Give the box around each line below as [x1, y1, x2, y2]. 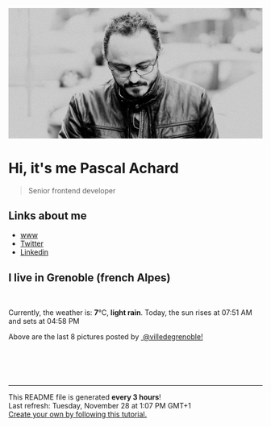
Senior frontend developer [27, 185, 116, 195]
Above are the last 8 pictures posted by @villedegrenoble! [8, 332, 203, 342]
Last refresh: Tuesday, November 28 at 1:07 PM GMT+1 [8, 401, 192, 411]
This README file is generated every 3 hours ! [8, 392, 161, 402]
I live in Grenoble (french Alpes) [8, 271, 171, 284]
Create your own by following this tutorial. [8, 409, 148, 419]
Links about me [8, 209, 87, 222]
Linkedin [19, 247, 49, 257]
